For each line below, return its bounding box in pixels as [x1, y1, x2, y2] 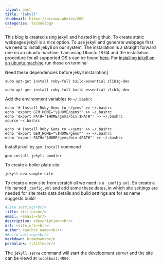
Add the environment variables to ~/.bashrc [5, 96, 93, 102]
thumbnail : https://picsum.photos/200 [5, 16, 84, 21]
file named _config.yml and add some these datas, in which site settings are [5, 185, 158, 191]
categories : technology [5, 20, 54, 26]
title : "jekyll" [5, 12, 38, 17]
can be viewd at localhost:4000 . [5, 255, 70, 261]
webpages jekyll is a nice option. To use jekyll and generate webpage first [5, 40, 153, 45]
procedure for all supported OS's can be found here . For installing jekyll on [5, 55, 155, 61]
